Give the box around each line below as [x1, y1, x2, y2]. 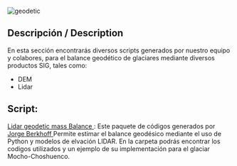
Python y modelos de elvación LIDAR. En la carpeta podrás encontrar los [7, 137, 221, 145]
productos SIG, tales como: [7, 61, 88, 70]
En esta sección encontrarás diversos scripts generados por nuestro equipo [7, 46, 231, 55]
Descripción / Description [7, 27, 124, 39]
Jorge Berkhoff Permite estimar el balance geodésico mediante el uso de [7, 129, 222, 138]
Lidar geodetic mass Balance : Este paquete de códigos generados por [7, 121, 216, 131]
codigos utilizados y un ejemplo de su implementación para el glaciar [7, 144, 210, 153]
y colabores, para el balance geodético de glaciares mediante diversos [7, 53, 215, 62]
